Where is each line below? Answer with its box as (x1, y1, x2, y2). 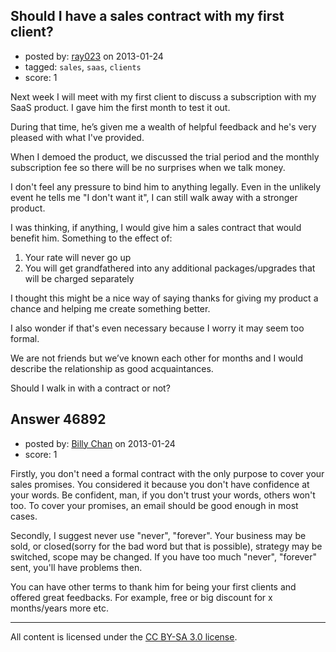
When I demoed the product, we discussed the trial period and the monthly (10, 150, 320, 163)
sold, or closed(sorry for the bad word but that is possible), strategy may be (10, 540, 323, 552)
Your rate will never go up (24, 251, 132, 263)
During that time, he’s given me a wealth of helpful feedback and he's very (10, 120, 317, 133)
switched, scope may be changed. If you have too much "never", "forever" (10, 550, 318, 563)
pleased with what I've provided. (10, 131, 145, 143)
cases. (10, 510, 38, 522)
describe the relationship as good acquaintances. (10, 362, 214, 374)
